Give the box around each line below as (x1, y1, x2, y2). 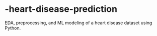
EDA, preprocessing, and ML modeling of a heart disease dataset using (5, 20, 152, 26)
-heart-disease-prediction (5, 3, 118, 15)
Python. (5, 25, 21, 31)
